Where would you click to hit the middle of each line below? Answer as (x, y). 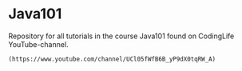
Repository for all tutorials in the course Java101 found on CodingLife (121, 36)
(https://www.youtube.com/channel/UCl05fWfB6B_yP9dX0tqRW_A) (112, 59)
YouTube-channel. (39, 44)
